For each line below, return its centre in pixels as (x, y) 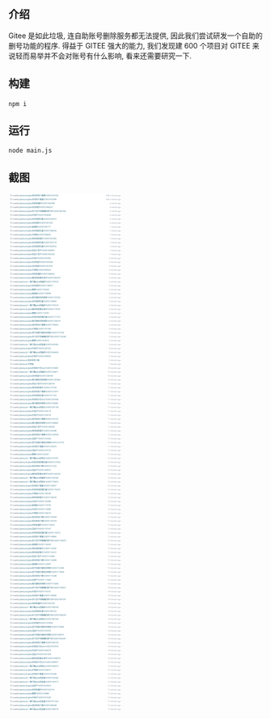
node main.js (30, 151)
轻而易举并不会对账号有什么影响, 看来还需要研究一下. (104, 56)
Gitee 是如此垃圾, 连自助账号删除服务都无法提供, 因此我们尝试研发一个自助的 (135, 36)
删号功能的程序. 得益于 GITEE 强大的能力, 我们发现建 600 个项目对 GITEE (129, 45)
